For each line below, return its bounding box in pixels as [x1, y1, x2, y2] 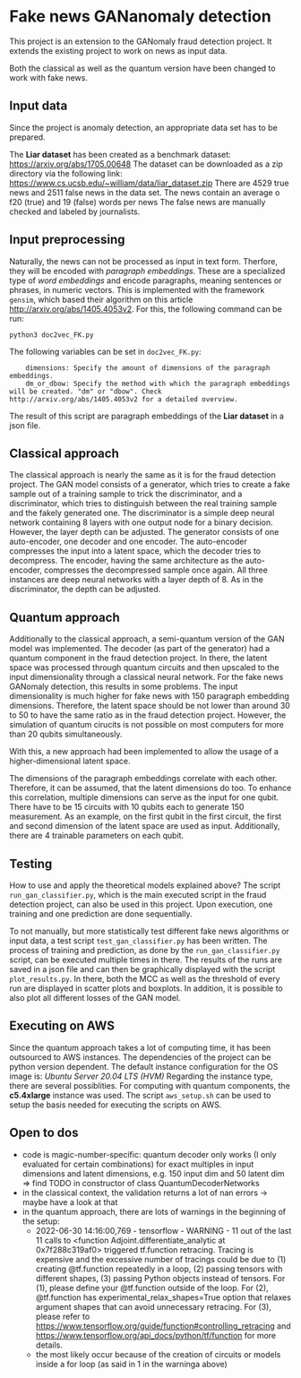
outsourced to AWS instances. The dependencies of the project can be [9, 1051, 271, 1063]
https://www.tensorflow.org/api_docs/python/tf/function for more [35, 1330, 277, 1340]
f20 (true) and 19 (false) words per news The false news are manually [9, 196, 266, 207]
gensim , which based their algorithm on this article [9, 294, 193, 305]
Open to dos [9, 1125, 79, 1141]
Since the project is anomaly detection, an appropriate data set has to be [9, 122, 278, 133]
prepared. [9, 132, 47, 142]
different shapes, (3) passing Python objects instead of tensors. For [35, 1272, 286, 1283]
